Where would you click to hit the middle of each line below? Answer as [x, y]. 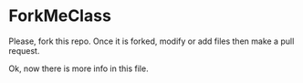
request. [24, 50]
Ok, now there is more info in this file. [78, 68]
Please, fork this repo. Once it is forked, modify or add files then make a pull [151, 41]
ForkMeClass [60, 16]
